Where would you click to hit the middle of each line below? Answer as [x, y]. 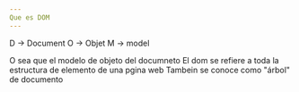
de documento [36, 79]
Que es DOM [30, 17]
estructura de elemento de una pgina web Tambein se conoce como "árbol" [149, 70]
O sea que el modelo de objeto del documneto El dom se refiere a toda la [145, 60]
